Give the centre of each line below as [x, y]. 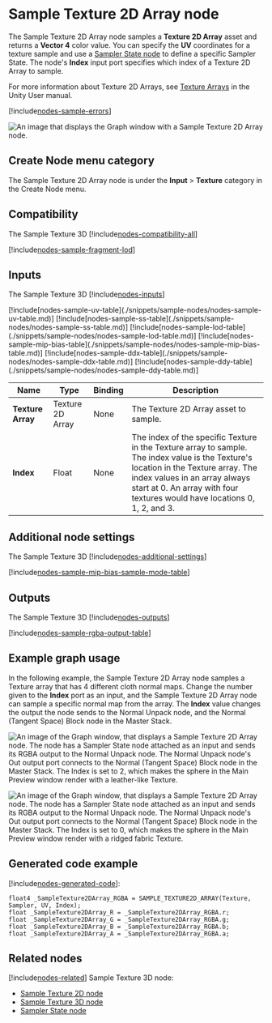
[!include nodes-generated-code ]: [64, 883]
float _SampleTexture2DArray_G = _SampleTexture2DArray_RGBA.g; [119, 919]
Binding [108, 390]
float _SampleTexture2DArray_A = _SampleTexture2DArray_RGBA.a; [119, 933]
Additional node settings [72, 537]
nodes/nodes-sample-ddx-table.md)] [71, 362]
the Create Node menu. [47, 189]
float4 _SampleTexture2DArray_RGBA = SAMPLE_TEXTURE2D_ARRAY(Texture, [130, 898]
